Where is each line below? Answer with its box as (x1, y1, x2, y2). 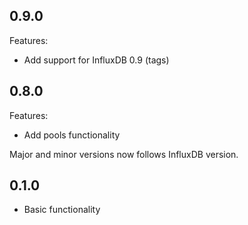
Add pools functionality (23, 129, 121, 141)
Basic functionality (23, 204, 101, 216)
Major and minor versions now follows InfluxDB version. (9, 148, 239, 160)
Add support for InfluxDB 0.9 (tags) (23, 54, 170, 66)
